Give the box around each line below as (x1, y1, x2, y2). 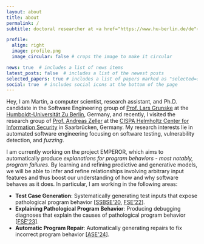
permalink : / (6, 20, 39, 26)
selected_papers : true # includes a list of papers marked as (6, 76, 167, 82)
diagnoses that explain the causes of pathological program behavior (15, 211, 186, 219)
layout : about (6, 8, 42, 15)
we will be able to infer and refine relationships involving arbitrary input (6, 168, 184, 175)
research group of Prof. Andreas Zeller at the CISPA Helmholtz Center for (6, 117, 189, 125)
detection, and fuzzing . (6, 137, 64, 144)
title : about (6, 15, 39, 21)
